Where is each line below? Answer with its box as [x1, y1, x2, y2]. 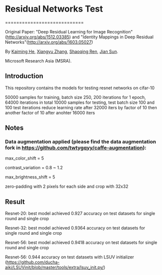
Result [5, 197, 25, 206]
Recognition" [106, 29, 133, 34]
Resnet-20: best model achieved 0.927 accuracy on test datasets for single [5, 210, 155, 216]
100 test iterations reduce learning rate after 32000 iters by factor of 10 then [5, 104, 158, 110]
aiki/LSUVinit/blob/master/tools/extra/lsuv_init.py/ [5, 264, 104, 270]
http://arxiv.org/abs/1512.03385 [6, 34, 69, 40]
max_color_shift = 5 [5, 155, 44, 161]
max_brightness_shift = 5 [5, 174, 55, 180]
